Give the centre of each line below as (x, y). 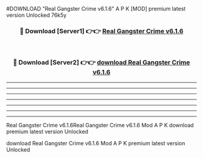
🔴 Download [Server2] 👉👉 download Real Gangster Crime (101, 63)
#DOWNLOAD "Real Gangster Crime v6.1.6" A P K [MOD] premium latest (96, 9)
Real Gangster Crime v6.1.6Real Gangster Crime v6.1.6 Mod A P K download (100, 125)
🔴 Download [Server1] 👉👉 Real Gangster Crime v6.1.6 (101, 31)
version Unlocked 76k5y (37, 15)
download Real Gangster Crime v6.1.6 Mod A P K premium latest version (96, 143)
